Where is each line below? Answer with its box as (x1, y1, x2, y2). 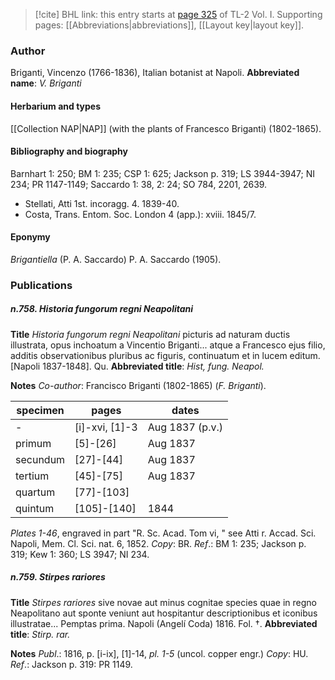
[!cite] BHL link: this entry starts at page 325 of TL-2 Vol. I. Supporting (34, 9, 323, 20)
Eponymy (10, 231, 51, 243)
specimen (16, 403, 65, 417)
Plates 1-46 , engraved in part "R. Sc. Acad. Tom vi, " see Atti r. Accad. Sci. (10, 527, 317, 539)
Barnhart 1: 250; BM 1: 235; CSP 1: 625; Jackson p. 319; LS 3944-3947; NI (10, 167, 316, 179)
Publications (10, 278, 73, 292)
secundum (15, 452, 66, 466)
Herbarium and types (10, 100, 102, 112)
